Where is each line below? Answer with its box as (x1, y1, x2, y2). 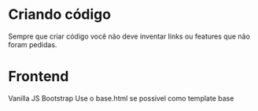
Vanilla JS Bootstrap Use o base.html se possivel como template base (8, 93, 234, 103)
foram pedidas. (8, 39, 57, 49)
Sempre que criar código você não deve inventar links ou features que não (8, 31, 250, 41)
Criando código (8, 6, 112, 24)
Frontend (8, 68, 69, 86)
